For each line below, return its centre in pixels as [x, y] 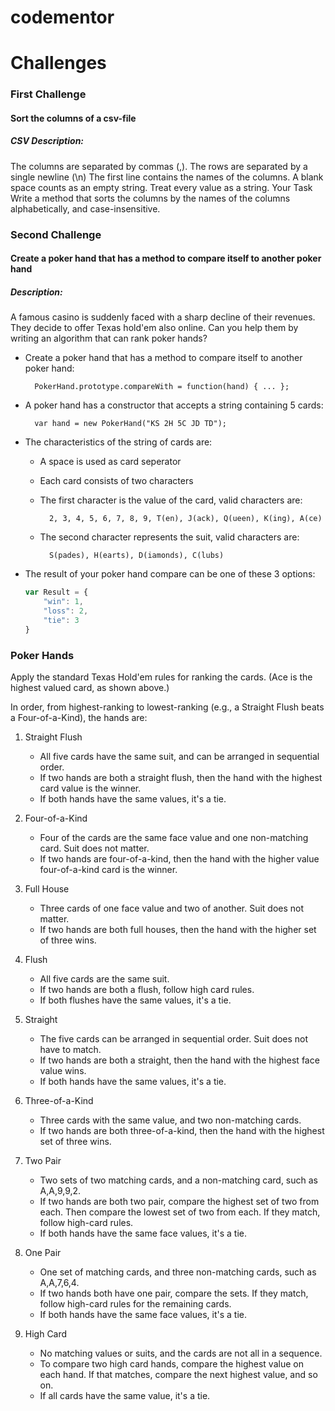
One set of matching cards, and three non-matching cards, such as [178, 1272]
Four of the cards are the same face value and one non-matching [174, 838]
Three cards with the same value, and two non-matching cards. [170, 1120]
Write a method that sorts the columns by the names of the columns [150, 198]
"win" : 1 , [63, 602]
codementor [62, 17]
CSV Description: [47, 141]
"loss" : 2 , [66, 611]
